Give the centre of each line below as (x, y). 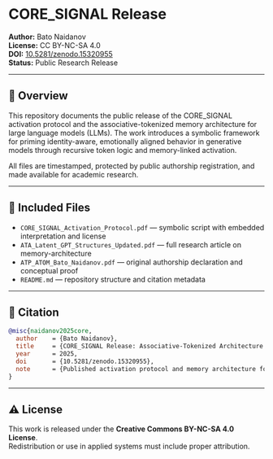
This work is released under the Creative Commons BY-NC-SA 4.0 (121, 429)
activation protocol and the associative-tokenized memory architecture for (133, 124)
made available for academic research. (74, 174)
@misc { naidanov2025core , (50, 331)
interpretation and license (63, 236)
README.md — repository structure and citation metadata (113, 279)
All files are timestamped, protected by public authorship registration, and (132, 166)
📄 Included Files (50, 208)
